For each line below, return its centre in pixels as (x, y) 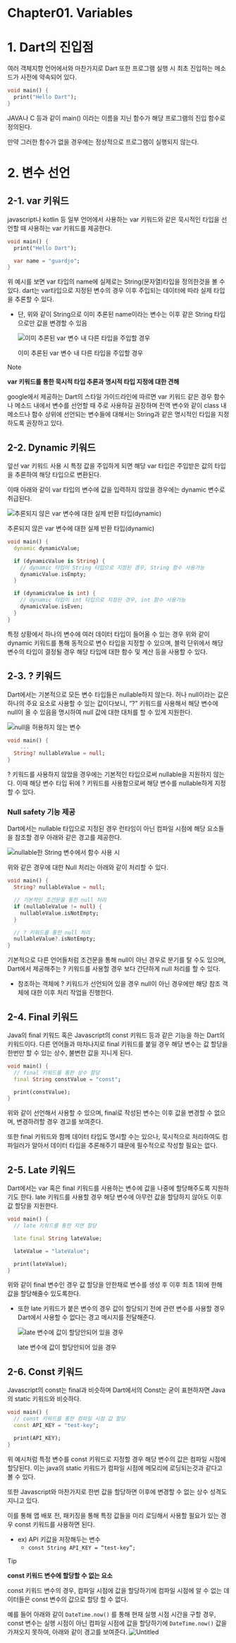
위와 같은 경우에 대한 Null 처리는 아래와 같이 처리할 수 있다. (88, 867)
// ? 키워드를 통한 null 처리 (52, 932)
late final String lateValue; (58, 1238)
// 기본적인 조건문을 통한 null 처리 (60, 900)
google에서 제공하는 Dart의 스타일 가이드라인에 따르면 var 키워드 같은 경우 (110, 397)
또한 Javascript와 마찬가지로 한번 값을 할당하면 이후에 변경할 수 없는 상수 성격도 (117, 1491)
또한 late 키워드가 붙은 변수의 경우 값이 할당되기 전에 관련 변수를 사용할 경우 (121, 1309)
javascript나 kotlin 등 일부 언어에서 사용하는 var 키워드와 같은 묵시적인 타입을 (113, 219)
